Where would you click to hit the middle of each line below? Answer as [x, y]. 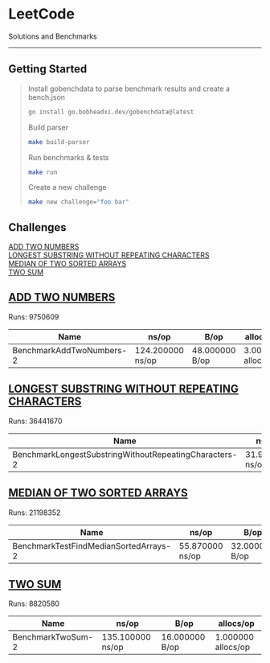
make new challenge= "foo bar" [79, 202]
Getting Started [48, 69]
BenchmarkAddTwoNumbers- [70, 350]
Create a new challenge [67, 187]
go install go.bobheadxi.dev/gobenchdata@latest [111, 112]
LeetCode [41, 14]
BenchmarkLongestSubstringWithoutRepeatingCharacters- [125, 454]
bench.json [47, 97]
